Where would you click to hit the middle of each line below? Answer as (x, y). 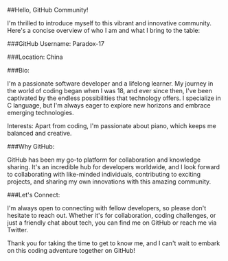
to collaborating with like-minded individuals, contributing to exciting (104, 174)
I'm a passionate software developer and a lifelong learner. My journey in (110, 84)
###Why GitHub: (31, 146)
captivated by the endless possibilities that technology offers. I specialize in (114, 98)
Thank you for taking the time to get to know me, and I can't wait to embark (114, 243)
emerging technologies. (41, 113)
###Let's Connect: (34, 195)
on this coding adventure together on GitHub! (71, 250)
